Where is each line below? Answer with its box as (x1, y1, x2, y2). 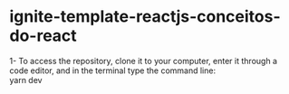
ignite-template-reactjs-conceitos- (9, 6, 281, 27)
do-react (9, 25, 77, 46)
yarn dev (9, 74, 43, 85)
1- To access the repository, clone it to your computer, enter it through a (9, 55, 278, 66)
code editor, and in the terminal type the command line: (9, 65, 216, 76)
